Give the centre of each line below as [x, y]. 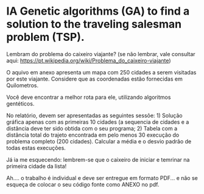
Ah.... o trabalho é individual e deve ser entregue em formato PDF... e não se [102, 178]
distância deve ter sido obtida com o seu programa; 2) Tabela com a [92, 128]
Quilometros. [23, 85]
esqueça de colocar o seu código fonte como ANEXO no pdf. [83, 184]
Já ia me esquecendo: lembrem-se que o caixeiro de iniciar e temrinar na [98, 159]
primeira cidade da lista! [37, 166]
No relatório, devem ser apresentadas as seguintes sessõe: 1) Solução [94, 115]
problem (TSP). [46, 37]
